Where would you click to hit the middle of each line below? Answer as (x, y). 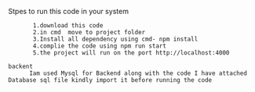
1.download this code (68, 26)
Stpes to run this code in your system (69, 11)
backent (21, 66)
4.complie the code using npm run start (100, 46)
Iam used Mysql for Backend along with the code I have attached (138, 73)
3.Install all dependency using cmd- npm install (115, 39)
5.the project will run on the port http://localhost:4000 (131, 53)
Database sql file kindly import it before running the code (110, 80)
